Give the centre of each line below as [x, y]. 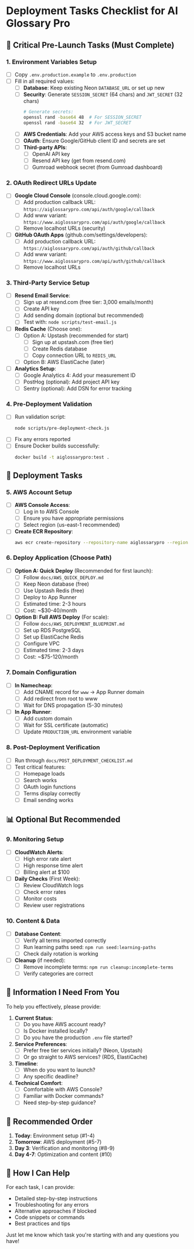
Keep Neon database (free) [56, 584]
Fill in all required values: [45, 81]
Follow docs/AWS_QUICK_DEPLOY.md [63, 577]
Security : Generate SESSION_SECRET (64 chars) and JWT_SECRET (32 [103, 95]
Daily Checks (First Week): [47, 879]
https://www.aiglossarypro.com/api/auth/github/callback [94, 261]
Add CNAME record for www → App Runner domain [84, 692]
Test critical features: [40, 767]
